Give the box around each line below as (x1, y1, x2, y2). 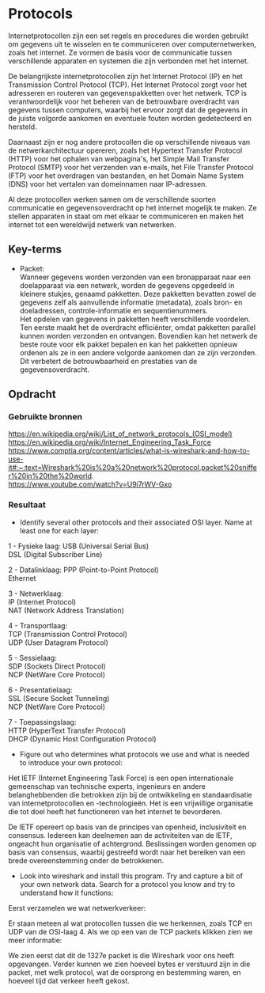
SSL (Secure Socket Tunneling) (8, 693, 110, 703)
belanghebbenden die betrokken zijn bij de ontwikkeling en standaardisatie (8, 790, 253, 799)
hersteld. (8, 122, 37, 131)
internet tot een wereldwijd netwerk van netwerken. (8, 219, 176, 229)
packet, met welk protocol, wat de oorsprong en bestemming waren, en (8, 967, 241, 977)
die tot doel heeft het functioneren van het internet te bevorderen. (8, 806, 223, 816)
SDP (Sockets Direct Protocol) (8, 661, 107, 671)
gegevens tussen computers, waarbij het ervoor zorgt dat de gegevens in (8, 104, 248, 115)
